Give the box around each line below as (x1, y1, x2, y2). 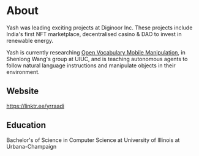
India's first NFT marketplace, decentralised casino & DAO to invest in (6, 30, 182, 37)
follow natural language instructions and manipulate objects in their (6, 62, 176, 69)
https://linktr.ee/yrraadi (6, 102, 64, 110)
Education (6, 120, 47, 130)
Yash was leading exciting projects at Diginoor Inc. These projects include (6, 24, 193, 31)
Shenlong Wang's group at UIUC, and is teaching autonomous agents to (6, 55, 188, 62)
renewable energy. (6, 37, 54, 44)
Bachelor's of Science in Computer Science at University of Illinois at (6, 136, 180, 144)
